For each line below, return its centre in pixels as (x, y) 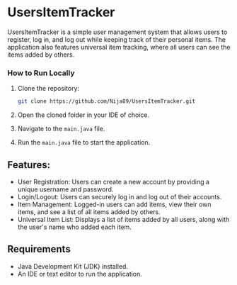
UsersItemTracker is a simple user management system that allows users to (117, 32)
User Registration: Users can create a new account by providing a (114, 181)
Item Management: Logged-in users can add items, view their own (114, 204)
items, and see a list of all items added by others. (89, 212)
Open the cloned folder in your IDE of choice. (83, 115)
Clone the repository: (48, 89)
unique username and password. (65, 189)
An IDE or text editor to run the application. (80, 274)
